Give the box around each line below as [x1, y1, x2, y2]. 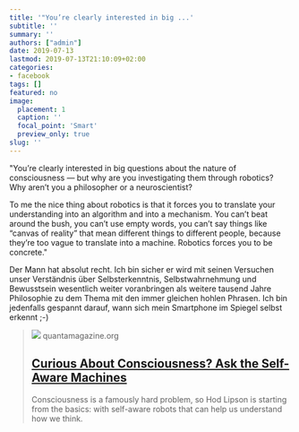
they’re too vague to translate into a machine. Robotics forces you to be [9, 237, 273, 247]
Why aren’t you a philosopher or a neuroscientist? [9, 181, 192, 193]
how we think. [30, 413, 83, 424]
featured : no [9, 88, 58, 97]
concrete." [9, 246, 47, 257]
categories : [9, 64, 54, 73]
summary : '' [9, 30, 54, 39]
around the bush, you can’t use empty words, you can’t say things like [9, 218, 268, 229]
